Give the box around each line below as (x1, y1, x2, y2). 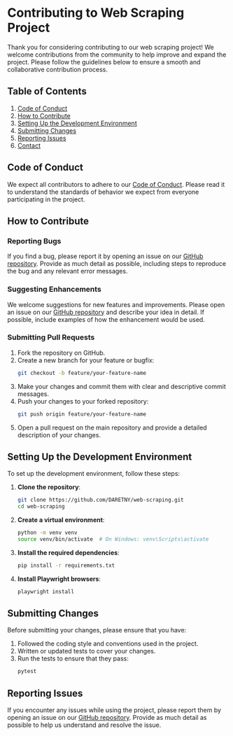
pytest (17, 668, 37, 675)
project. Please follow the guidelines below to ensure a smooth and (7, 57, 201, 66)
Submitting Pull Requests (7, 332, 95, 342)
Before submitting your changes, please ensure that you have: (7, 626, 187, 635)
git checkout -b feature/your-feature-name (17, 369, 147, 376)
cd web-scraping (17, 503, 65, 510)
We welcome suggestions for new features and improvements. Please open (7, 300, 225, 309)
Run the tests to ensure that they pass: (17, 654, 129, 663)
